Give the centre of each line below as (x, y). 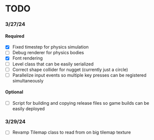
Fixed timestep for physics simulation (50, 47)
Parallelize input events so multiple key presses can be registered (79, 75)
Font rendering (28, 58)
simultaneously (28, 80)
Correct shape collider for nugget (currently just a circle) (70, 70)
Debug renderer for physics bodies (48, 53)
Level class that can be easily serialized (53, 64)
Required (15, 36)
